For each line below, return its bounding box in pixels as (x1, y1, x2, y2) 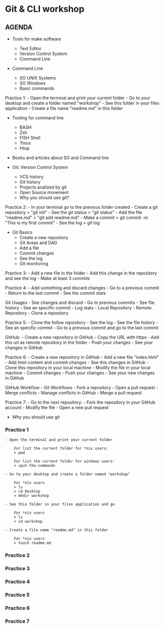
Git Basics (12, 229, 33, 235)
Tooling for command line (12, 115, 64, 121)
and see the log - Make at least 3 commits (5, 275, 90, 281)
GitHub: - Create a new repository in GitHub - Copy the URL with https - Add (5, 334, 160, 340)
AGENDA (5, 23, 33, 31)
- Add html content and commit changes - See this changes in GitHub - (5, 359, 149, 365)
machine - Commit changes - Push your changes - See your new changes (5, 370, 155, 376)
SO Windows (19, 80, 46, 86)
